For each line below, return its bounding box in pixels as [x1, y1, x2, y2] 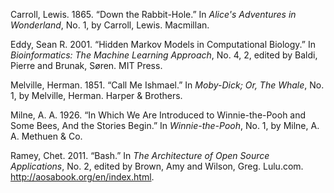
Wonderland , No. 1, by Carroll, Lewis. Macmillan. [10, 19, 210, 31]
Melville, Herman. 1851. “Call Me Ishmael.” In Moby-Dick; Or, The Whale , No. [10, 79, 325, 91]
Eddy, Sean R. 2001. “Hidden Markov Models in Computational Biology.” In [10, 39, 316, 50]
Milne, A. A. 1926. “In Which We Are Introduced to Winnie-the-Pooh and [10, 109, 307, 121]
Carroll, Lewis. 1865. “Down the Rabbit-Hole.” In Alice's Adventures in [10, 9, 297, 20]
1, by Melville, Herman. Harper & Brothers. [10, 90, 183, 101]
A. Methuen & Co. [10, 130, 83, 142]
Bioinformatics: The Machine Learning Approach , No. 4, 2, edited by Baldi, [10, 49, 318, 61]
